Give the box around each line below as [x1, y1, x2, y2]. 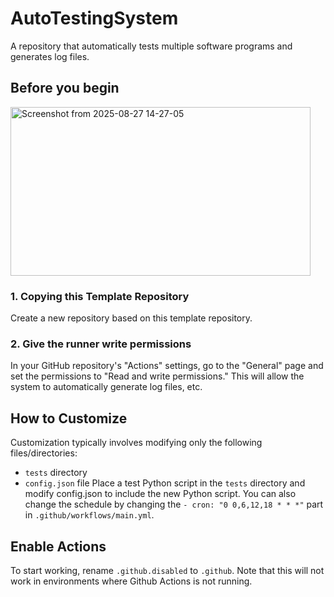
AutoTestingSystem [10, 7, 179, 30]
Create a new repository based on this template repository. [10, 312, 253, 324]
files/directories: [10, 447, 78, 459]
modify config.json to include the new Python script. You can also [24, 488, 297, 500]
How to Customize [10, 410, 128, 427]
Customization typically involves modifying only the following [10, 437, 263, 449]
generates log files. [10, 50, 90, 62]
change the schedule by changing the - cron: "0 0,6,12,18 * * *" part [24, 498, 324, 511]
